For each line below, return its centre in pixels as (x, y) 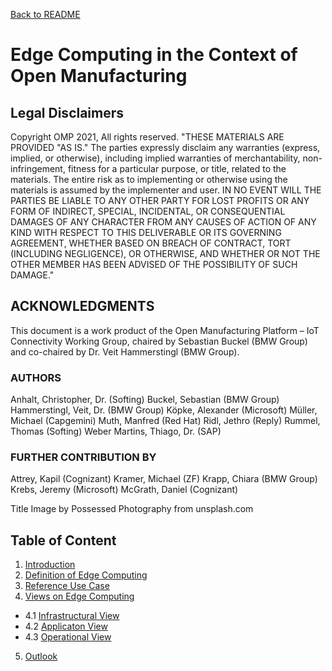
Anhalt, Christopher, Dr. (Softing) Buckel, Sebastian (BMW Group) (145, 400)
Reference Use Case (67, 586)
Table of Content (63, 540)
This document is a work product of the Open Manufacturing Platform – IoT (165, 330)
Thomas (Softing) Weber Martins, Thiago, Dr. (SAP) (116, 431)
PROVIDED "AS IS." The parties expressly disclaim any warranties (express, (165, 147)
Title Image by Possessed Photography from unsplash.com (132, 509)
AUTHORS (36, 377)
